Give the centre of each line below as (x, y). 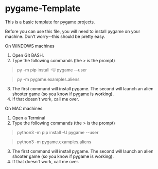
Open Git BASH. (28, 55)
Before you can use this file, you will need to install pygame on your (73, 31)
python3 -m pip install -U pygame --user (58, 132)
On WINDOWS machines (30, 46)
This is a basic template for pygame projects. (50, 22)
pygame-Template (43, 8)
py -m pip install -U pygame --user (52, 70)
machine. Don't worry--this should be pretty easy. (55, 36)
